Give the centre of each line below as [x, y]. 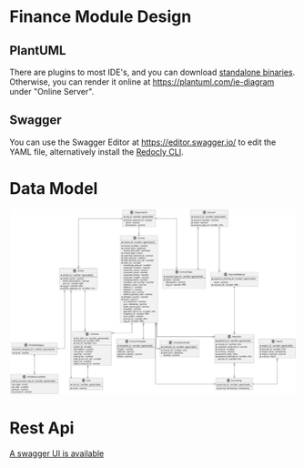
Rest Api [42, 428]
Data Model [54, 188]
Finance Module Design [101, 17]
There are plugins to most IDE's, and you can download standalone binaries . [152, 72]
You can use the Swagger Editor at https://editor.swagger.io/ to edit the [143, 142]
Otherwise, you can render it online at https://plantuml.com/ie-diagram [142, 82]
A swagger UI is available [57, 453]
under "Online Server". [52, 92]
